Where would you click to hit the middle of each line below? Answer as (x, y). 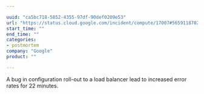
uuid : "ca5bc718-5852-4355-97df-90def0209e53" (66, 17)
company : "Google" (29, 51)
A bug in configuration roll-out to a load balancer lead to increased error (97, 79)
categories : (21, 40)
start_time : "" (25, 29)
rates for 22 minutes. (32, 86)
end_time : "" (23, 34)
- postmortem (23, 45)
